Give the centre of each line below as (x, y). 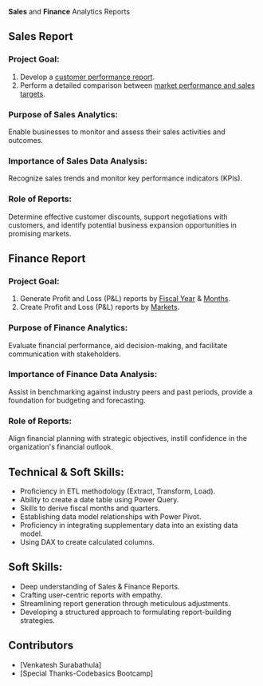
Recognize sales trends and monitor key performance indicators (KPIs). (126, 178)
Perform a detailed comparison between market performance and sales (137, 85)
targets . (32, 93)
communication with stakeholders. (65, 354)
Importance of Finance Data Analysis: (83, 375)
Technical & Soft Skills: (67, 472)
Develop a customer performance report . (87, 77)
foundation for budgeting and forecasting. (77, 400)
